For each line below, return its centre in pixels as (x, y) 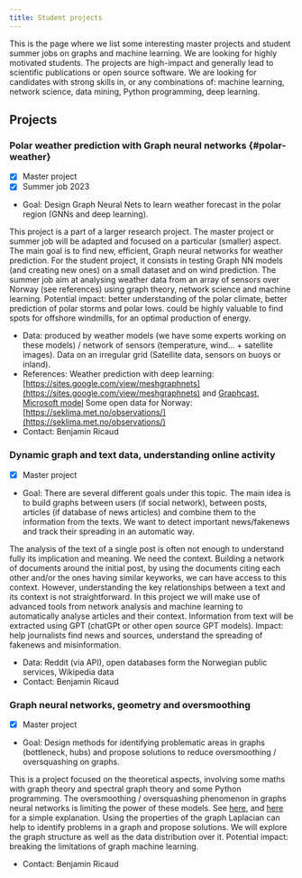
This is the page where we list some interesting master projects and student (150, 43)
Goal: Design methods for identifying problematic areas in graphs (144, 743)
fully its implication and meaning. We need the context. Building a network (147, 558)
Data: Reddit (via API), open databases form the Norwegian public (145, 662)
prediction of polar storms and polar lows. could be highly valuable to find (146, 309)
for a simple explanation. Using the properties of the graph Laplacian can (145, 817)
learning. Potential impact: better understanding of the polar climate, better (148, 299)
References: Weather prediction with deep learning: (118, 374)
